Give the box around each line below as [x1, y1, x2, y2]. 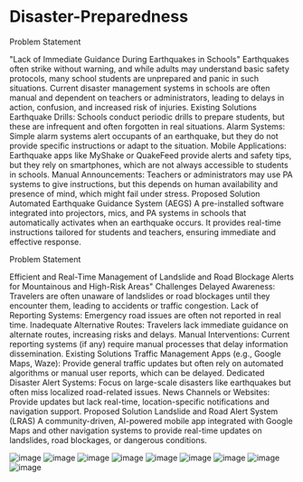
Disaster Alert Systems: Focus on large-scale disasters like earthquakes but [9, 377, 291, 388]
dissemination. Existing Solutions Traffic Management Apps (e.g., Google [9, 348, 282, 359]
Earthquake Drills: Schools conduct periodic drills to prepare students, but [9, 111, 285, 122]
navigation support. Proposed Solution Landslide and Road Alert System [9, 405, 279, 417]
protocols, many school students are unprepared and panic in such [9, 72, 260, 83]
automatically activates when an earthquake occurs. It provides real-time [9, 217, 282, 228]
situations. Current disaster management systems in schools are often [9, 82, 270, 93]
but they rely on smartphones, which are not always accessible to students [9, 159, 289, 170]
